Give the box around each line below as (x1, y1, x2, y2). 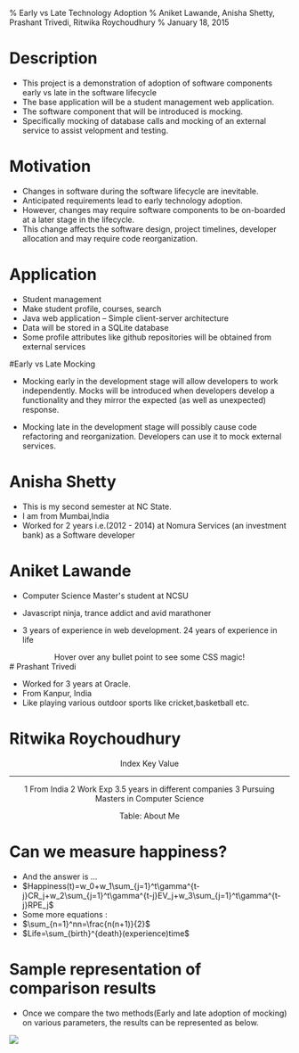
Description (9, 48, 98, 69)
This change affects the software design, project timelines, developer (21, 223, 278, 234)
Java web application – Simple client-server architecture (21, 312, 230, 324)
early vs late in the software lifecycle (21, 86, 158, 97)
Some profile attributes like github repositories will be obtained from (21, 332, 272, 342)
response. (21, 404, 60, 415)
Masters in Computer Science (94, 793, 205, 803)
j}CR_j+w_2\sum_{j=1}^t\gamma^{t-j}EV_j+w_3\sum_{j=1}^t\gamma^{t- (21, 890, 282, 901)
